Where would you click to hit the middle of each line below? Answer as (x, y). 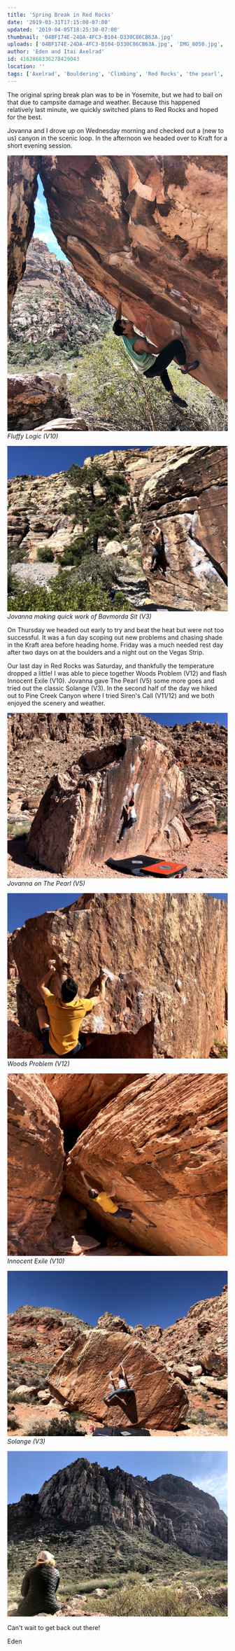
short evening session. (40, 145)
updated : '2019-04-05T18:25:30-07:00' (64, 29)
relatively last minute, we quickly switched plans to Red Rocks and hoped (113, 109)
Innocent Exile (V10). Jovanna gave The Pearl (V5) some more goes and (111, 681)
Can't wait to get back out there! (54, 1628)
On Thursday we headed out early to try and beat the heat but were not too (116, 629)
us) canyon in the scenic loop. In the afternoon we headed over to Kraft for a (117, 138)
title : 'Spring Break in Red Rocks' (60, 15)
